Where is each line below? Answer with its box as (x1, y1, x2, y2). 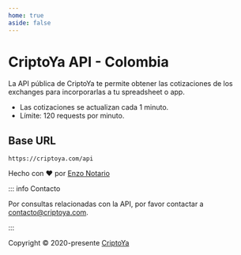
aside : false (8, 19, 51, 27)
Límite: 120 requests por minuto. (19, 111, 125, 121)
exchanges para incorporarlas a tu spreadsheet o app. (8, 88, 186, 97)
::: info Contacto (8, 184, 61, 193)
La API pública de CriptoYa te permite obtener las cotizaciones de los (8, 79, 233, 88)
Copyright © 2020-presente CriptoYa (8, 238, 130, 248)
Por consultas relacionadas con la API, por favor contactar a (8, 199, 204, 209)
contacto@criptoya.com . (8, 208, 88, 217)
